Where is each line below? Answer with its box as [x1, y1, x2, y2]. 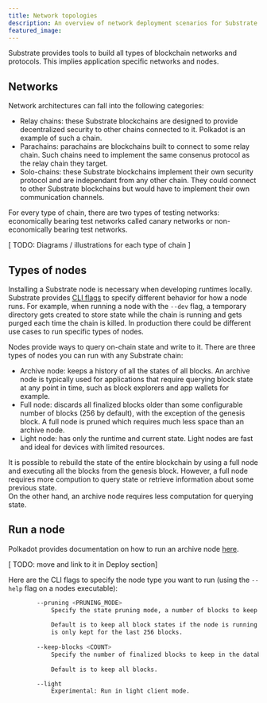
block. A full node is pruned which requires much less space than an [19, 417, 245, 426]
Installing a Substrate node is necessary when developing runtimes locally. [8, 284, 253, 294]
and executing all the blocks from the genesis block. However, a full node [8, 467, 249, 475]
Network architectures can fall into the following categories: [8, 101, 204, 111]
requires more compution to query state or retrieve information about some [8, 475, 254, 484]
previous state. [8, 483, 57, 492]
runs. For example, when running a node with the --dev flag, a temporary [8, 302, 247, 310]
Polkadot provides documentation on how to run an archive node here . [8, 544, 240, 553]
